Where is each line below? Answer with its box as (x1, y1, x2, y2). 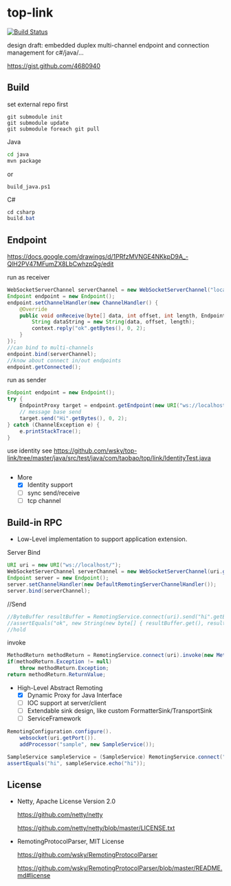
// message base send (19, 408, 81, 415)
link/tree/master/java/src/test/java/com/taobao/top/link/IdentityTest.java (7, 454, 211, 462)
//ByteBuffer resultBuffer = (7, 613, 91, 620)
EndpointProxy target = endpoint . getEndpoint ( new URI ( (19, 402, 180, 409)
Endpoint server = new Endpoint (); (7, 575, 109, 582)
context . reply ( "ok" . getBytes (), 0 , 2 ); (32, 325, 146, 332)
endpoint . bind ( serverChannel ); (7, 351, 97, 357)
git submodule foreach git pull (7, 126, 100, 132)
